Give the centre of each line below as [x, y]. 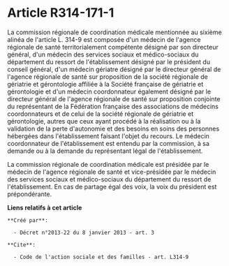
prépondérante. [30, 194]
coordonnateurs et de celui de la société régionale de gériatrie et [101, 114]
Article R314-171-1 [61, 13]
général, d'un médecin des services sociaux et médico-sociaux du [103, 54]
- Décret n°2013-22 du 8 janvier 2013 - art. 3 [84, 232]
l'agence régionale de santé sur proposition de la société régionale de [108, 76]
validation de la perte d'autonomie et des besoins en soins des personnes [113, 128]
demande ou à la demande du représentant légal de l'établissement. [105, 151]
